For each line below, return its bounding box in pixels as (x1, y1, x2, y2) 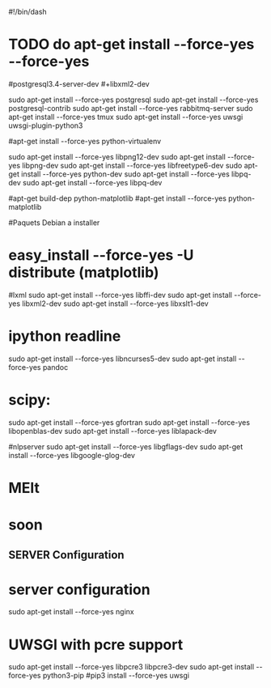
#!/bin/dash (8, 7, 47, 16)
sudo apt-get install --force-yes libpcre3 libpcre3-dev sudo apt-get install (8, 662, 255, 672)
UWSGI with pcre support (8, 635, 184, 654)
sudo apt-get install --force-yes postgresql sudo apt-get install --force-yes (8, 95, 259, 104)
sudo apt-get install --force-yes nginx (8, 607, 135, 617)
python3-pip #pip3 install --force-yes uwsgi (42, 671, 190, 681)
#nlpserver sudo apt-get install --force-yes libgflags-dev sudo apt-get (8, 441, 243, 452)
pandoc (42, 362, 69, 372)
